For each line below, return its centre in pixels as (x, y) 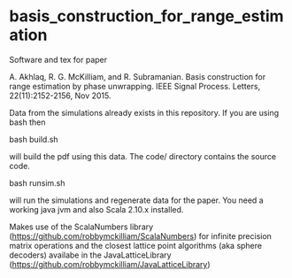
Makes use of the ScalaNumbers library (81, 227)
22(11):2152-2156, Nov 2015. (60, 96)
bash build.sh (34, 139)
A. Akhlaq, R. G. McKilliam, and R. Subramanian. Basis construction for (138, 76)
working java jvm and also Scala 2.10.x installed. (96, 209)
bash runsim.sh (37, 182)
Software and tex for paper (58, 59)
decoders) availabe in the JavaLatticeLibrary (90, 255)
